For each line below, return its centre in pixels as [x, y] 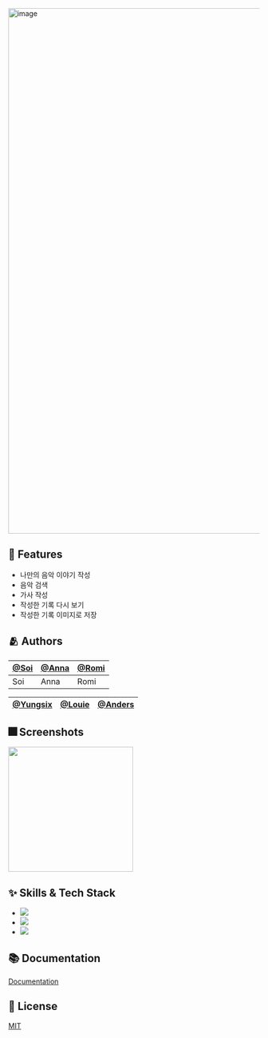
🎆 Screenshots [46, 732]
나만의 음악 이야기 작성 [55, 575]
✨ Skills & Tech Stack [62, 893]
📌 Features [35, 555]
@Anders [116, 704]
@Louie [75, 704]
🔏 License [33, 1006]
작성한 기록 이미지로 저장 [58, 614]
